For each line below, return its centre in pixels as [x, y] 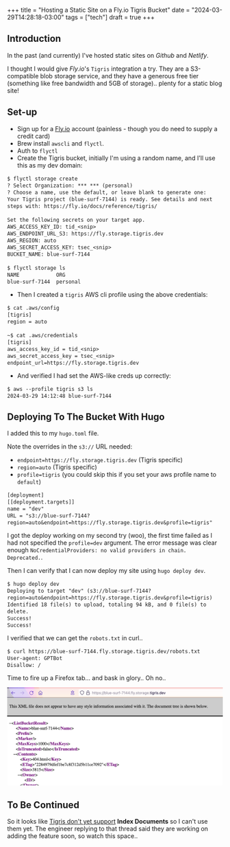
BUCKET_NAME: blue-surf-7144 [49, 254]
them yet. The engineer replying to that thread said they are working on [108, 829]
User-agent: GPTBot [35, 659]
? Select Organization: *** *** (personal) [70, 185]
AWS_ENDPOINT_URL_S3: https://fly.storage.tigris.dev [86, 234]
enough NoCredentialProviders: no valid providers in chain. [97, 550]
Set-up [22, 112]
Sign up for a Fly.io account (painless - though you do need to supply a [117, 128]
